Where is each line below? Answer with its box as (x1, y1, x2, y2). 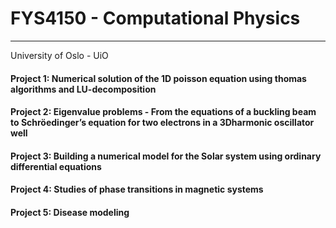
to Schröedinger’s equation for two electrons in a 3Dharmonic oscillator (10, 117, 315, 129)
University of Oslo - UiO (10, 49, 109, 61)
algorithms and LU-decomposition (10, 83, 157, 95)
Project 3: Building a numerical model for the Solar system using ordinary (10, 150, 322, 162)
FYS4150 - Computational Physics (10, 7, 301, 30)
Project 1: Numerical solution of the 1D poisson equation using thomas (10, 72, 307, 84)
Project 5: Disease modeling (10, 206, 130, 218)
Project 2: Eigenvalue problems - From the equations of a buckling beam (10, 106, 317, 118)
